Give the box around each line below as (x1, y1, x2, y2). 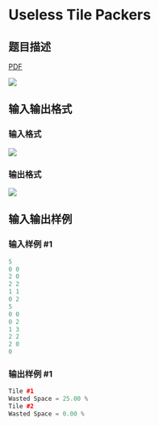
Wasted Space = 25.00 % (8, 394, 89, 403)
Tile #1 (8, 387, 35, 395)
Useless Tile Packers (8, 6, 152, 24)
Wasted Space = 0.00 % (8, 410, 85, 418)
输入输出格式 (8, 103, 73, 116)
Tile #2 (8, 403, 35, 411)
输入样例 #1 (8, 238, 52, 250)
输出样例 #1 (8, 368, 52, 379)
